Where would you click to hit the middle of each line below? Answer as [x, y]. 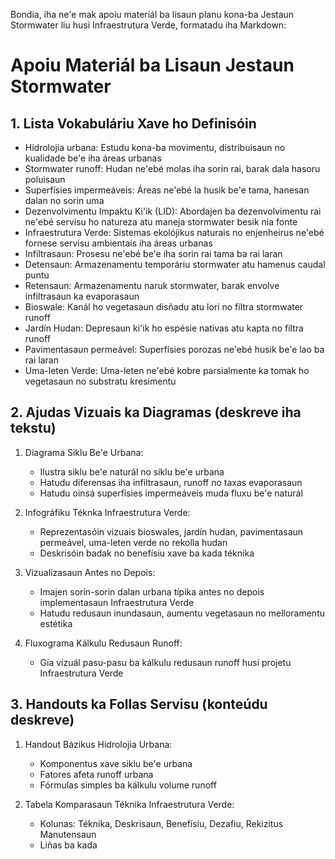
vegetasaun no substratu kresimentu [100, 381]
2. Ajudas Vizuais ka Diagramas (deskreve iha [156, 412]
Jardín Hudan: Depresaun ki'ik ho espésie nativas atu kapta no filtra [164, 328]
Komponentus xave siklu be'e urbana [116, 763]
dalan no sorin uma [64, 200]
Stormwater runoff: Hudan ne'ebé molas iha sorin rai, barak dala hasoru [172, 168]
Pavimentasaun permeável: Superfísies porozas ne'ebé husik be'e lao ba [174, 349]
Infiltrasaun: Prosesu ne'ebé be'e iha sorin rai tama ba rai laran [153, 253]
